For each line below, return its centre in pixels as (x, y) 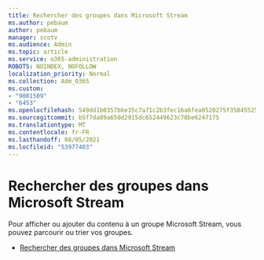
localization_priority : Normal (59, 74)
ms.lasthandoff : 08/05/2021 (54, 139)
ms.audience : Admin (40, 45)
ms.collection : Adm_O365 (49, 81)
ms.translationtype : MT (47, 125)
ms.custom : (26, 88)
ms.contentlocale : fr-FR (49, 132)
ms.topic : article (38, 52)
